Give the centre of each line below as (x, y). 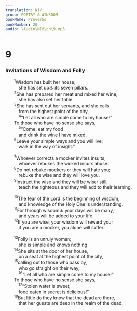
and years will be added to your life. (56, 216)
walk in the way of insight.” (47, 146)
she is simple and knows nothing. (53, 245)
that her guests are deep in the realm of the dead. (71, 303)
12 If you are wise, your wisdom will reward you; (64, 221)
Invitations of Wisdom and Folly (45, 71)
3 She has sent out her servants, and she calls (62, 105)
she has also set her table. (46, 99)
